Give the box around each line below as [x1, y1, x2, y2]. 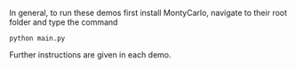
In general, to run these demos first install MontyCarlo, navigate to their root [9, 8, 287, 18]
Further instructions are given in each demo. [9, 50, 172, 60]
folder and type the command [9, 17, 118, 27]
